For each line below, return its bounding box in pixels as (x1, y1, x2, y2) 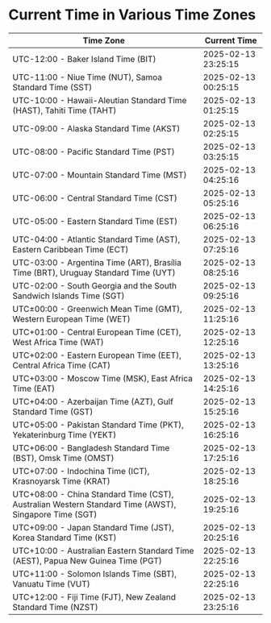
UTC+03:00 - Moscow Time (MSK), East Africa (12, 372, 194, 384)
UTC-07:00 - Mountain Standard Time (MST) (12, 169, 187, 181)
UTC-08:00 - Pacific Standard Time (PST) (12, 146, 175, 157)
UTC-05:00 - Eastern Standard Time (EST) (12, 215, 178, 226)
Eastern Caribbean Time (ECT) (12, 243, 129, 255)
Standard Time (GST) (12, 405, 94, 417)
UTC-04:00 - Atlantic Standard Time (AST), (12, 234, 181, 245)
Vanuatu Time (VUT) (12, 578, 90, 589)
